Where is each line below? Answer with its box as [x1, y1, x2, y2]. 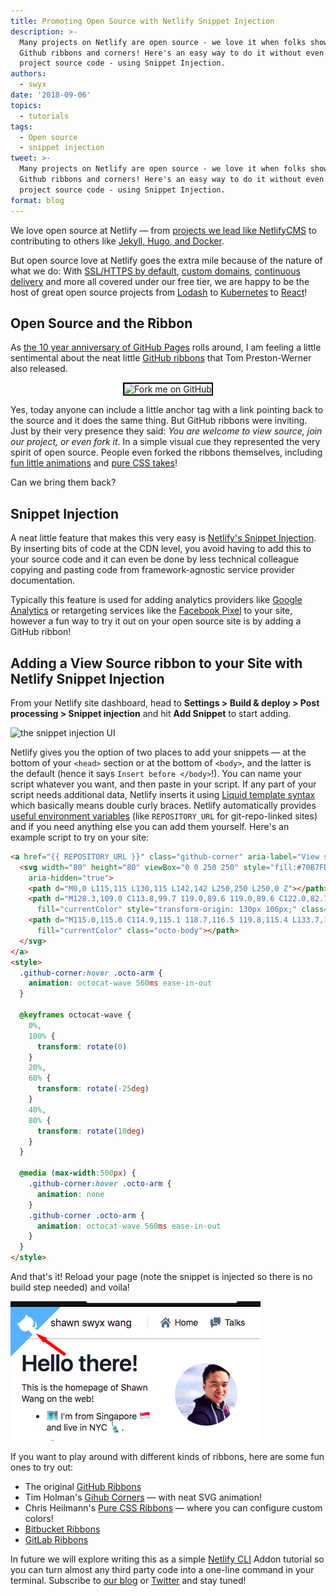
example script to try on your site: [10, 831, 150, 843]
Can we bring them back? [10, 476, 117, 489]
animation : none [36, 1189, 105, 1199]
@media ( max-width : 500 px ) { [19, 1168, 137, 1179]
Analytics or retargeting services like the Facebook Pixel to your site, [10, 605, 293, 617]
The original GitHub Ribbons [24, 1481, 142, 1493]
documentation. [10, 575, 76, 587]
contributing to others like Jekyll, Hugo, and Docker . [10, 235, 225, 247]
